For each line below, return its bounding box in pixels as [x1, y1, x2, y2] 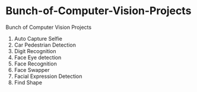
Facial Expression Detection [14, 73, 82, 80]
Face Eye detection [14, 54, 62, 61]
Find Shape [14, 78, 43, 86]
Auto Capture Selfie [14, 35, 63, 42]
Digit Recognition [14, 47, 57, 54]
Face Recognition [14, 60, 57, 67]
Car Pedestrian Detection [14, 41, 77, 48]
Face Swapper [14, 66, 50, 73]
